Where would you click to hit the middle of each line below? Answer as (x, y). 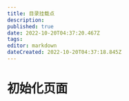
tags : (15, 39)
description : (26, 20)
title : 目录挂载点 (31, 13)
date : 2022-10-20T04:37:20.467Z (53, 33)
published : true (30, 26)
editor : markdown (32, 46)
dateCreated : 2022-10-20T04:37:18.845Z (64, 53)
